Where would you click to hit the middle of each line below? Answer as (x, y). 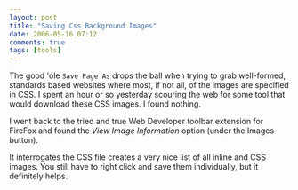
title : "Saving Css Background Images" (83, 26)
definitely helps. (39, 176)
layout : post (33, 17)
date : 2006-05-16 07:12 (53, 34)
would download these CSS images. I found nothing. (105, 104)
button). (24, 140)
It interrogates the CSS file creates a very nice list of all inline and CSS (138, 157)
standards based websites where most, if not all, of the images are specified (149, 85)
